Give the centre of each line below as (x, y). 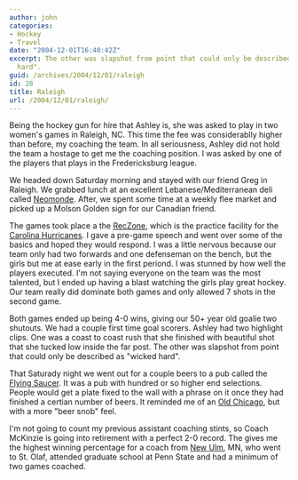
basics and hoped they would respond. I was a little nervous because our (143, 244)
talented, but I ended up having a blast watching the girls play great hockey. (148, 283)
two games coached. (47, 467)
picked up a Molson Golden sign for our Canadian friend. (113, 209)
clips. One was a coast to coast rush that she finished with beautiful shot (142, 338)
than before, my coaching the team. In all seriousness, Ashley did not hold (145, 144)
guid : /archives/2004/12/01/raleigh (77, 76)
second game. (35, 301)
